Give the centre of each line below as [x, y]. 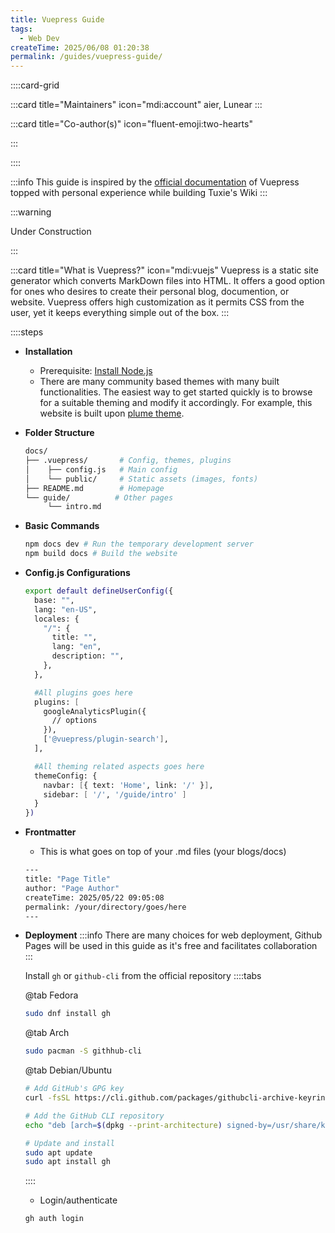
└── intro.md [74, 507]
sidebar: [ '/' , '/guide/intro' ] [115, 794]
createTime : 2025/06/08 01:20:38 [80, 47]
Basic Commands [62, 526]
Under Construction [51, 232]
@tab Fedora [51, 995]
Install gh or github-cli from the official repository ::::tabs [143, 976]
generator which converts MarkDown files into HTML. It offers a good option [167, 281]
